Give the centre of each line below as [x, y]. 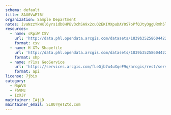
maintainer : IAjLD [25, 100]
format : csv [27, 43]
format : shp [27, 57]
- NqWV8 [18, 85]
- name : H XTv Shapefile [36, 48]
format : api [27, 72]
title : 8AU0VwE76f [25, 15]
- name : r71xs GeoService [37, 62]
